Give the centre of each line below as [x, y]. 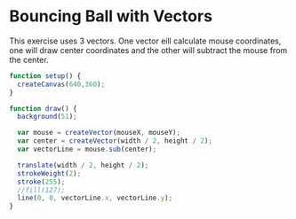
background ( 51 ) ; [47, 117]
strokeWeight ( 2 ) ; [49, 173]
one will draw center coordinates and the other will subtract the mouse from [148, 50]
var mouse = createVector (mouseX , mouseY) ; [99, 133]
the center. [29, 59]
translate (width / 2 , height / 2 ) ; [83, 165]
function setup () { [45, 76]
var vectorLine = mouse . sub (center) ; [87, 149]
